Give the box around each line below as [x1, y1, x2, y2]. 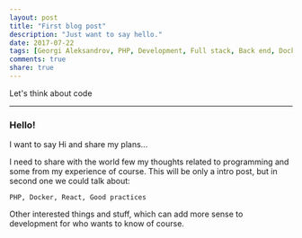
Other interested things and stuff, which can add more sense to [9, 208, 244, 220]
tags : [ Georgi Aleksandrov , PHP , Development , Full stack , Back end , [9, 47, 276, 56]
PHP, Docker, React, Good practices [9, 193, 147, 202]
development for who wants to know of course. [9, 218, 184, 229]
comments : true [9, 55, 67, 64]
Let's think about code [9, 87, 93, 99]
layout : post [9, 13, 58, 22]
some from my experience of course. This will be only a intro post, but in [9, 166, 278, 177]
